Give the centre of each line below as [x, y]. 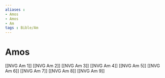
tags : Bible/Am [22, 28]
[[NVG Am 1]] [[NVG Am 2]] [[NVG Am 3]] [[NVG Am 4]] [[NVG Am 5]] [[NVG [82, 66]
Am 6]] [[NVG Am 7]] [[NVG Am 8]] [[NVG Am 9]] [55, 71]
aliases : [15, 10]
